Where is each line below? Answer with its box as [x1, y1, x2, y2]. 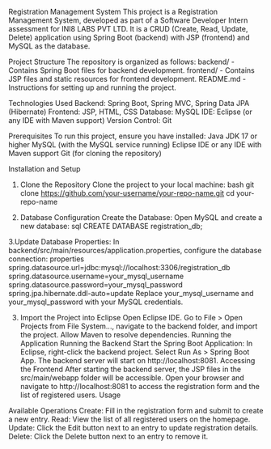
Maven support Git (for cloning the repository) [8, 149, 162, 158]
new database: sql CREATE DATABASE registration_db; [19, 222, 203, 231]
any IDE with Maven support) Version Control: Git [8, 116, 172, 125]
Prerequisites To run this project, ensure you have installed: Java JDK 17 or [8, 131, 258, 141]
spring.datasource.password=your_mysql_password [8, 280, 184, 290]
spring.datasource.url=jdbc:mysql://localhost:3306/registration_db [8, 263, 231, 272]
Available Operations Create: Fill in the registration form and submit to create [8, 406, 264, 415]
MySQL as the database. [8, 41, 91, 51]
